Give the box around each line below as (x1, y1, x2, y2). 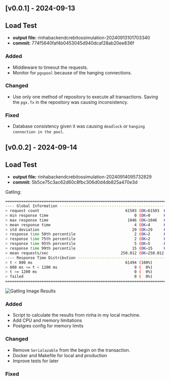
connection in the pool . (12, 129, 64, 135)
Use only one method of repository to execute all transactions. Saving (12, 94, 158, 100)
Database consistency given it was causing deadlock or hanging (12, 123, 145, 130)
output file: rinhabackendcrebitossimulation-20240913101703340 (12, 35, 150, 41)
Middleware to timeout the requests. (12, 64, 89, 70)
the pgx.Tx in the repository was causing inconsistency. (12, 99, 129, 105)
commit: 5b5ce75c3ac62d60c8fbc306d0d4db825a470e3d (12, 179, 138, 185)
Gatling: (5, 189, 22, 195)
